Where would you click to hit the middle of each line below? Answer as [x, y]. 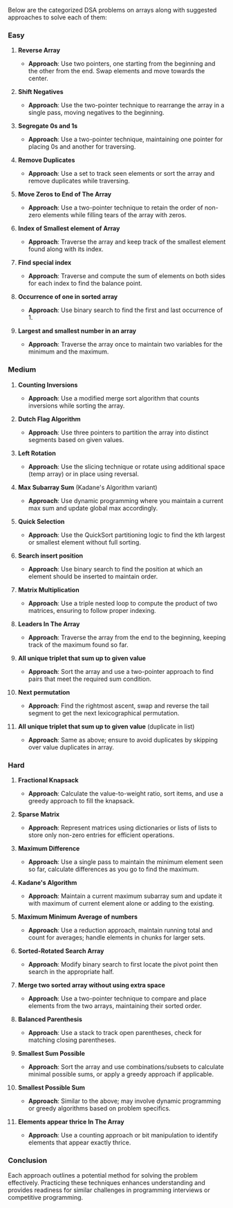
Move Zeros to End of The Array [65, 194]
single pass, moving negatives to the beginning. [96, 113]
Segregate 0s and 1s [48, 126]
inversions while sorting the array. [76, 405]
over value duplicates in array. [71, 747]
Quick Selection [41, 521]
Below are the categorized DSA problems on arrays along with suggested [112, 10]
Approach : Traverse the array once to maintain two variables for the [125, 345]
